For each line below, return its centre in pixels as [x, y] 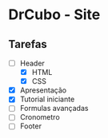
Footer [31, 126]
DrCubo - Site [54, 15]
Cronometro [40, 117]
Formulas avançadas [54, 108]
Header [32, 63]
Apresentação [43, 90]
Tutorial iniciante [47, 99]
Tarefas [28, 44]
